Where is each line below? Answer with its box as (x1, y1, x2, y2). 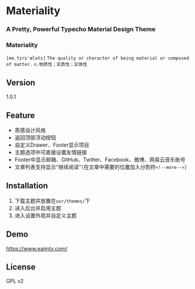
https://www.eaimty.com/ (6, 245, 68, 252)
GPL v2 (6, 278, 24, 285)
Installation (6, 181, 48, 191)
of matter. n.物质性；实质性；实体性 (6, 62, 88, 68)
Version (6, 78, 35, 88)
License (6, 262, 36, 272)
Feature (6, 110, 35, 120)
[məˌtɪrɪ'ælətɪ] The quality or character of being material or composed (6, 55, 189, 61)
